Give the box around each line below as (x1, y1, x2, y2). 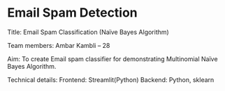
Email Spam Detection (7, 5, 138, 21)
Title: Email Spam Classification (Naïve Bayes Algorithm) (7, 28, 169, 36)
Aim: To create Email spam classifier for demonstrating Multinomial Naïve (7, 54, 218, 63)
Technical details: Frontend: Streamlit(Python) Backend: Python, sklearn (7, 75, 215, 84)
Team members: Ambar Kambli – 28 (7, 41, 110, 49)
